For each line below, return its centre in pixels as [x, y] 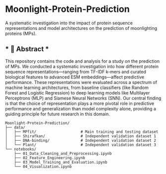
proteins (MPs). [21, 33]
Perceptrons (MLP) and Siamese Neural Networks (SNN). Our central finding [83, 98]
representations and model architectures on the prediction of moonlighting [81, 28]
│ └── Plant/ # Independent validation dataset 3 [81, 145]
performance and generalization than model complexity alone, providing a [81, 108]
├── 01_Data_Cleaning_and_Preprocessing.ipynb [63, 153]
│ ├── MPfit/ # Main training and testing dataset [82, 132]
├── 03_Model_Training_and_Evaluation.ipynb [61, 162]
